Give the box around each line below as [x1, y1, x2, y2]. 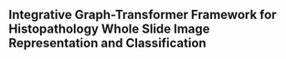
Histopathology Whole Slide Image [8, 22, 211, 37]
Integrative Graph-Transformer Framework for [8, 7, 277, 23]
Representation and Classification [8, 35, 207, 51]
